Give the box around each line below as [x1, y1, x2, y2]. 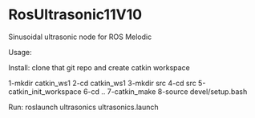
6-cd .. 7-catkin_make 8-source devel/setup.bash [83, 86, 248, 96]
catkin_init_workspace [8, 86, 82, 96]
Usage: [8, 47, 32, 57]
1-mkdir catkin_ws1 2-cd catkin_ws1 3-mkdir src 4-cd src [8, 78, 196, 88]
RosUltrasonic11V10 [8, 6, 143, 24]
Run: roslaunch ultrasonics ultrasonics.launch [8, 102, 159, 112]
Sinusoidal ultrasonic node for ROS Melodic [8, 32, 152, 41]
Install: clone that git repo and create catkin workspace [8, 62, 190, 73]
